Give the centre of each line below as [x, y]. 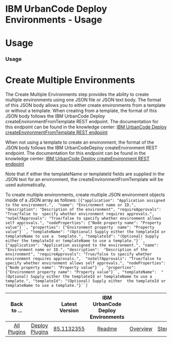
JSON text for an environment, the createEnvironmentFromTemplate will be [84, 179]
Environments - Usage [54, 20]
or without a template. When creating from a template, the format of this [81, 111]
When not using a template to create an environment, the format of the [80, 142]
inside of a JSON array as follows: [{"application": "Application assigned [85, 200]
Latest [69, 304]
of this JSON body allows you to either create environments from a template [85, 105]
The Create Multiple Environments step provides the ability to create [77, 95]
